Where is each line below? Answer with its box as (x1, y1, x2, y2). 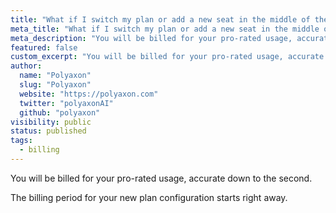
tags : (10, 136, 33, 146)
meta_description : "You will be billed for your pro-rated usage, (10, 33, 293, 43)
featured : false (10, 42, 78, 53)
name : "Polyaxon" (19, 71, 92, 81)
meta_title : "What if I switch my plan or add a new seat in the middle (10, 24, 320, 34)
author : (10, 61, 43, 71)
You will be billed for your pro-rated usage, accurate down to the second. (10, 172, 313, 184)
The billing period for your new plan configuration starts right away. (10, 191, 288, 203)
